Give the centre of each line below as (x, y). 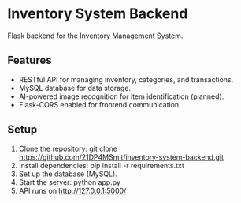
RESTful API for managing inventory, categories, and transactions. (126, 79)
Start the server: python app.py (70, 182)
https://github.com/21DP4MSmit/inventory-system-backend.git (121, 157)
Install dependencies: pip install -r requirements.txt (101, 165)
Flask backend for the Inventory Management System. (95, 36)
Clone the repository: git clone (68, 148)
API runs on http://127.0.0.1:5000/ (72, 190)
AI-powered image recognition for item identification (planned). (121, 96)
